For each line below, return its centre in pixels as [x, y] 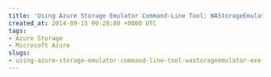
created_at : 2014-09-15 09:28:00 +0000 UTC [83, 23]
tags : [17, 30]
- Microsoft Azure [39, 46]
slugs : [19, 53]
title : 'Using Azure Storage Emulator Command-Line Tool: [108, 16]
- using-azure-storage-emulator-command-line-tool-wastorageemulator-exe [135, 61]
